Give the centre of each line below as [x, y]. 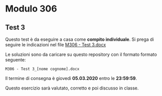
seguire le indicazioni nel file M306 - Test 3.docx [56, 45]
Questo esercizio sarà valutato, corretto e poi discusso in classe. [72, 88]
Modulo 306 [31, 9]
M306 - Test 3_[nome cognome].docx [42, 69]
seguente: [16, 60]
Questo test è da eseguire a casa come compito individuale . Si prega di [79, 39]
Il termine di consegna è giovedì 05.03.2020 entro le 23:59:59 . [71, 78]
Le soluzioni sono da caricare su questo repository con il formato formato [81, 54]
